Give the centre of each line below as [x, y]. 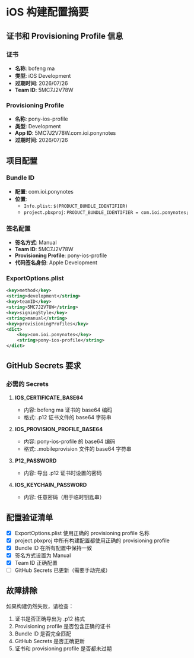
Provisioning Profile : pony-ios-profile [61, 255]
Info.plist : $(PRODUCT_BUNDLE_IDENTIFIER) [76, 205]
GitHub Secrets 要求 [44, 366]
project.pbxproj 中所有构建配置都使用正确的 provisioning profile [92, 540]
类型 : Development [38, 126]
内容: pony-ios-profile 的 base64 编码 [69, 441]
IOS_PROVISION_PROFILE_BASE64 [59, 429]
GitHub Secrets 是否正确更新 [50, 641]
